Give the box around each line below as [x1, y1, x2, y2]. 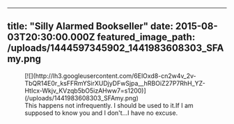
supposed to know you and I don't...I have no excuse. [24, 109, 178, 117]
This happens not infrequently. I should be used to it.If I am [24, 101, 194, 109]
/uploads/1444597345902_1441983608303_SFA [7, 42, 224, 54]
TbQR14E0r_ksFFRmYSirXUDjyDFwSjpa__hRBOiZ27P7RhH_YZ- [24, 79, 205, 87]
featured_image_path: [97, 31, 196, 43]
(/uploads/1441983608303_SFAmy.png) [24, 93, 139, 102]
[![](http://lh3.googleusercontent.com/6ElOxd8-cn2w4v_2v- [24, 71, 196, 80]
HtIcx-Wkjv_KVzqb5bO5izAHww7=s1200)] [24, 86, 146, 95]
